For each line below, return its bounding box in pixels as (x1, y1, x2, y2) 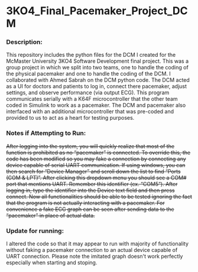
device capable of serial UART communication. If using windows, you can (6, 161, 186, 168)
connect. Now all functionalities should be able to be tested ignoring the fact (6, 193, 192, 200)
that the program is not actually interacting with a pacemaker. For (6, 199, 165, 206)
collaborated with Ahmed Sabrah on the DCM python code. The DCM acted (6, 76, 190, 84)
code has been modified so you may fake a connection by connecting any (6, 155, 186, 162)
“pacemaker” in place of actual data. (6, 212, 96, 219)
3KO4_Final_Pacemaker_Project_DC (6, 4, 188, 18)
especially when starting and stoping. (6, 259, 98, 266)
